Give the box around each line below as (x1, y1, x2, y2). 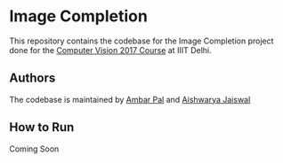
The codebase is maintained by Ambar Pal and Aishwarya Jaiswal (9, 94, 251, 105)
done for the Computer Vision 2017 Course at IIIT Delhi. (9, 44, 212, 55)
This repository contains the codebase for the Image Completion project (9, 35, 274, 46)
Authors (9, 71, 56, 86)
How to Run (9, 120, 75, 135)
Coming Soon (9, 144, 60, 154)
